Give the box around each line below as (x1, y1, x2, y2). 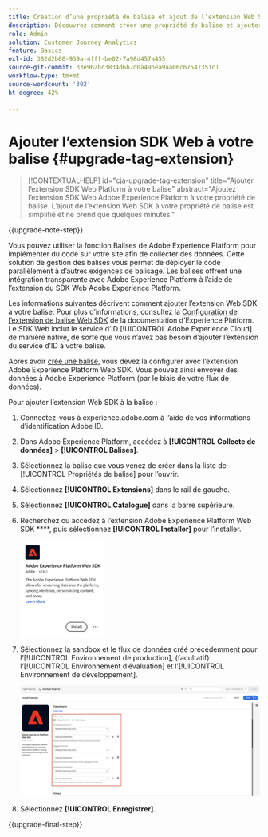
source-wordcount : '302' (8, 80, 91, 88)
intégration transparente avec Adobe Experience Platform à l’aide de (8, 275, 233, 284)
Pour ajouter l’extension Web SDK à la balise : (8, 398, 158, 407)
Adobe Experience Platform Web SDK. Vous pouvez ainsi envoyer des (8, 365, 238, 375)
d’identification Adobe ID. (19, 422, 104, 431)
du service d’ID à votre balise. (8, 341, 106, 351)
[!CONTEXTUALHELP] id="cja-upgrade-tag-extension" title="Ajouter (27, 176, 254, 185)
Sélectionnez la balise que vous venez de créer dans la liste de (19, 461, 227, 470)
